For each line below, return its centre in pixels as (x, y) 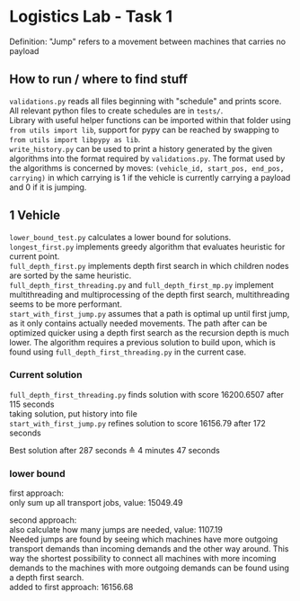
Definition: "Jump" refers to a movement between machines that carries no (147, 41)
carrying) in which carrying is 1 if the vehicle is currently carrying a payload (150, 177)
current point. (35, 256)
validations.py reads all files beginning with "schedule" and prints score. (146, 101)
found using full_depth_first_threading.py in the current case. (128, 352)
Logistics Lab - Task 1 (91, 17)
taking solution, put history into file (73, 413)
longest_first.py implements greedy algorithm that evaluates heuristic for (147, 247)
